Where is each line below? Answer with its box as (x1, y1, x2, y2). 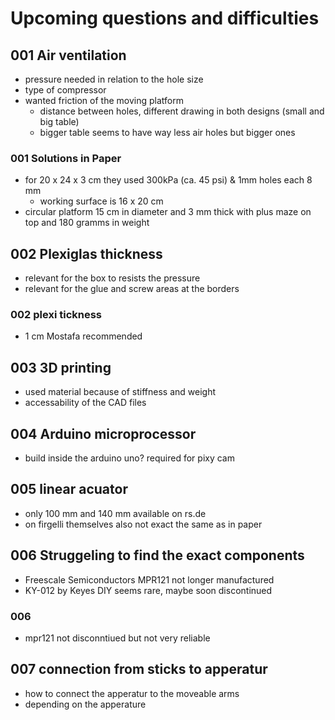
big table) (39, 116, 80, 127)
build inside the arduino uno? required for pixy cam (24, 452, 235, 464)
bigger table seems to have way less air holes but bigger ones (39, 127, 296, 138)
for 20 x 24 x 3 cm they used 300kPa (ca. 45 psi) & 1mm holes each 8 (24, 174, 313, 186)
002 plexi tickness (10, 308, 102, 322)
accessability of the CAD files (24, 397, 147, 409)
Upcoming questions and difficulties (10, 7, 320, 30)
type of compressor (24, 84, 107, 96)
